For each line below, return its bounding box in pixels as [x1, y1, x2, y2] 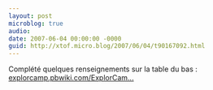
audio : [8, 27, 31, 35]
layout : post [8, 11, 53, 20]
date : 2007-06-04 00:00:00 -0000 [8, 34, 122, 43]
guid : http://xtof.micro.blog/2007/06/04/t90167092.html [8, 42, 206, 50]
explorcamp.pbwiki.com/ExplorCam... [8, 73, 134, 83]
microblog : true [8, 19, 63, 28]
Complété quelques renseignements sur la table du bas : [8, 64, 198, 74]
